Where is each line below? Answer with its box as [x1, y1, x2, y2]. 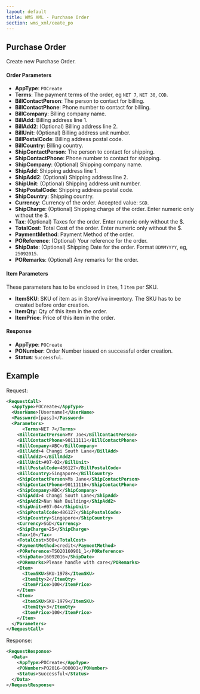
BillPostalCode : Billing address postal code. [14, 136, 124, 143]
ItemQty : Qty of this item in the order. [14, 307, 107, 314]
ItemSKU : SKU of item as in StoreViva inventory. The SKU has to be [14, 295, 181, 302]
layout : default [6, 8, 47, 15]
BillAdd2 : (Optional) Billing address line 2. [14, 123, 118, 130]
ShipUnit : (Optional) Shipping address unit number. [14, 180, 141, 187]
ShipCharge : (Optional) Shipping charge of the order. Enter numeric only [14, 206, 194, 213]
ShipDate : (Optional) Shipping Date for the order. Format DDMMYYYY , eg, [14, 243, 188, 251]
